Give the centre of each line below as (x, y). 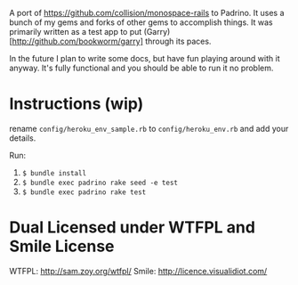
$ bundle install (54, 173)
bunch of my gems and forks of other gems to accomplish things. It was (141, 22)
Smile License (62, 246)
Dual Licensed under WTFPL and (133, 228)
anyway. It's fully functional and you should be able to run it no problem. (141, 68)
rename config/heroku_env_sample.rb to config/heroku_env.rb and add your (149, 128)
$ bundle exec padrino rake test (84, 192)
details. (23, 138)
